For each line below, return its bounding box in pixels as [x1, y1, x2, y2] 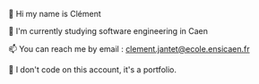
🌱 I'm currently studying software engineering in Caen [8, 26, 208, 36]
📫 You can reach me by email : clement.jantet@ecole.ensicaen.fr [8, 44, 250, 54]
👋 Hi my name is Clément [8, 9, 101, 19]
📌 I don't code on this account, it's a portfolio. [8, 64, 177, 75]
